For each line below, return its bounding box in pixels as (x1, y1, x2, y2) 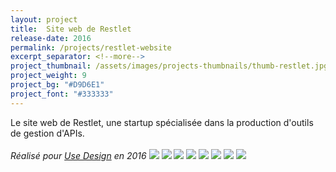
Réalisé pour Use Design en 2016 (10, 149, 147, 161)
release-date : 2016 (10, 33, 92, 43)
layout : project (10, 14, 78, 25)
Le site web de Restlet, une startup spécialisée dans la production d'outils (10, 116, 314, 128)
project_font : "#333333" (10, 89, 114, 99)
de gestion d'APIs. (10, 127, 85, 139)
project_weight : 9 (10, 71, 87, 81)
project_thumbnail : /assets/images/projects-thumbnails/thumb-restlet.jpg (10, 61, 329, 71)
